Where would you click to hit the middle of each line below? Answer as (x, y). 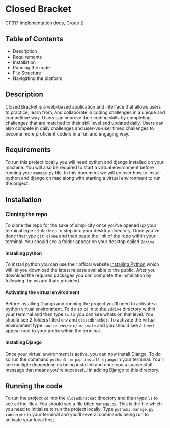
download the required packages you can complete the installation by (78, 275)
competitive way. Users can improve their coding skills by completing (78, 117)
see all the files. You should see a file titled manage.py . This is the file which (83, 404)
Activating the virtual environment (42, 292)
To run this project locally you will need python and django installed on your (84, 162)
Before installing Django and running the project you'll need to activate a (81, 304)
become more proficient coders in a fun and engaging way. (67, 133)
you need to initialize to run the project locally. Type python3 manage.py (79, 409)
